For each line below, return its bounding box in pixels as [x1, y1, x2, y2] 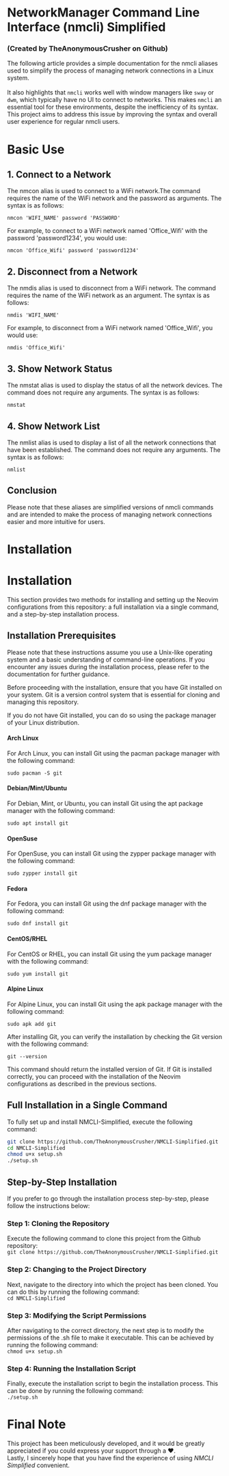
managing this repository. [7, 697, 79, 706]
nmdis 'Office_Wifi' [7, 345, 66, 351]
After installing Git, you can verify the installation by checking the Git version [7, 1032, 222, 1040]
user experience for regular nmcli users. [7, 118, 120, 126]
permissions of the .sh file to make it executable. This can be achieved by [7, 1334, 214, 1342]
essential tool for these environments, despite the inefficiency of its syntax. [7, 103, 219, 111]
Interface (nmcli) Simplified [7, 19, 166, 35]
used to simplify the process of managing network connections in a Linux [7, 66, 214, 75]
